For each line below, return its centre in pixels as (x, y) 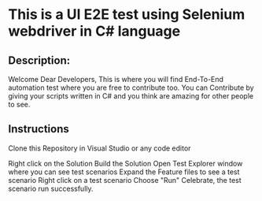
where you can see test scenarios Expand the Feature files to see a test (124, 172)
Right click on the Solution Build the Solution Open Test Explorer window (125, 163)
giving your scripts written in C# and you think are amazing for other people (131, 96)
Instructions (39, 129)
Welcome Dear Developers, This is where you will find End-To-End (116, 79)
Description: (39, 60)
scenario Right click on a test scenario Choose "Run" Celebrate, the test (125, 180)
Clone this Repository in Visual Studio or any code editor (100, 148)
